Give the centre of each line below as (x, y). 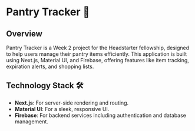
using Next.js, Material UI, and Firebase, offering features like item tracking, (98, 60)
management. (32, 121)
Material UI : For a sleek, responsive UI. (62, 109)
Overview (24, 34)
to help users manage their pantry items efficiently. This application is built (97, 54)
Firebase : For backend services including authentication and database (100, 115)
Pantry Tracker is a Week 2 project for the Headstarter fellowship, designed (98, 48)
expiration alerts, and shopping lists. (50, 66)
